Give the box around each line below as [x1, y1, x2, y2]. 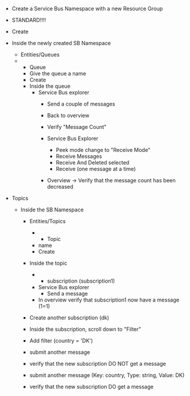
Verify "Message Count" [47, 123, 107, 130]
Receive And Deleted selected [56, 159, 130, 166]
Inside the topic [29, 259, 67, 267]
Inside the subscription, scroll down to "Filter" [29, 326, 141, 332]
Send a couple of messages [47, 100, 115, 107]
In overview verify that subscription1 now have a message [38, 296, 179, 303]
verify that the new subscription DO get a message [29, 383, 154, 390]
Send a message [47, 290, 88, 297]
